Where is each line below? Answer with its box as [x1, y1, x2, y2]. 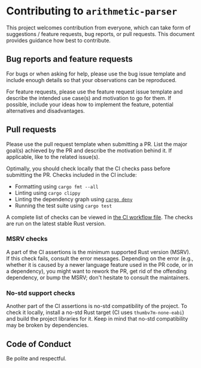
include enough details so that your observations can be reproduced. [6, 76, 177, 83]
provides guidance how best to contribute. [6, 37, 111, 44]
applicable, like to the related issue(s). [6, 153, 100, 160]
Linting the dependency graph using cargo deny [14, 195, 133, 203]
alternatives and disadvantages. [6, 107, 85, 114]
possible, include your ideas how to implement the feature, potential [6, 101, 173, 108]
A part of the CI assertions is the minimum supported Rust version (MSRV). [6, 248, 191, 255]
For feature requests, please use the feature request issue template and [6, 88, 183, 95]
